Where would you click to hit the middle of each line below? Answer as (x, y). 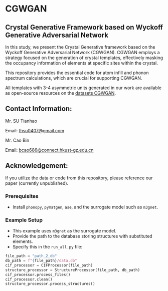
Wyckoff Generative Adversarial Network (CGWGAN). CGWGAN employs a (82, 52)
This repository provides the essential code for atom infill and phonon (77, 73)
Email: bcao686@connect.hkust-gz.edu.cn (49, 150)
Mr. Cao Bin (17, 140)
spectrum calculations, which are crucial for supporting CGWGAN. (74, 78)
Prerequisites (22, 196)
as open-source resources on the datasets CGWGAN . (61, 93)
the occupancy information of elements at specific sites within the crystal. (81, 63)
